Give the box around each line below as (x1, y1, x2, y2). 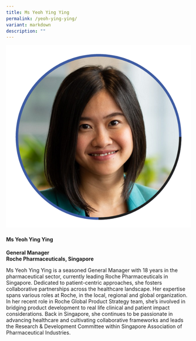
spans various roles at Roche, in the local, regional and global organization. (6, 291, 188, 299)
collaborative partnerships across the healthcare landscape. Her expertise (6, 285, 186, 292)
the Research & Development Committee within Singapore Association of (6, 323, 183, 330)
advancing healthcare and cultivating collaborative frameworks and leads (6, 316, 184, 323)
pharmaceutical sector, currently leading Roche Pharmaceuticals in (6, 273, 168, 280)
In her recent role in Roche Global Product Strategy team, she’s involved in (6, 298, 186, 305)
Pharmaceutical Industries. (6, 329, 71, 336)
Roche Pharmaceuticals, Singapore (6, 255, 94, 262)
